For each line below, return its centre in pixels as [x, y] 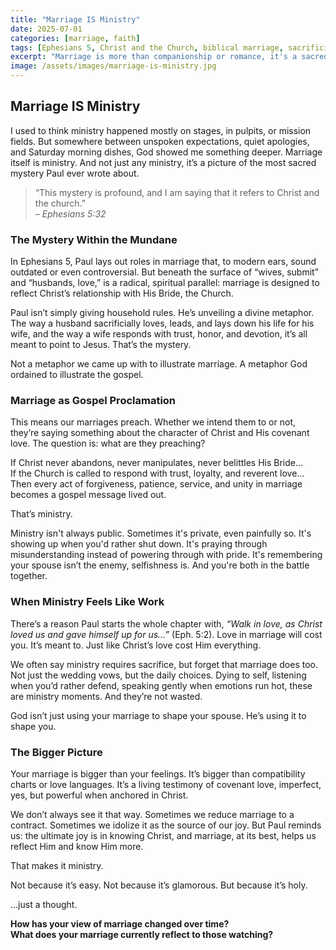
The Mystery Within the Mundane [94, 239]
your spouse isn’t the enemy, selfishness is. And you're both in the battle [160, 565]
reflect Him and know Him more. [77, 846]
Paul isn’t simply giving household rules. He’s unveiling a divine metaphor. [162, 313]
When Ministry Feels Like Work [87, 602]
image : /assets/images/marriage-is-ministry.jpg [113, 66]
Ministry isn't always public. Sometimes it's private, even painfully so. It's [161, 533]
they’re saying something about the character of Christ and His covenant [160, 433]
